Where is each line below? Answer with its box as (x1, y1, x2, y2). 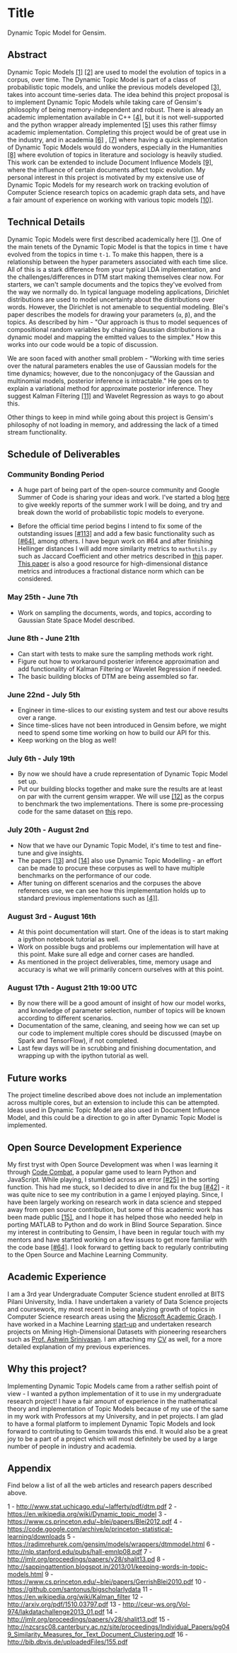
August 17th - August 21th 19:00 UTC (7, 983, 138, 993)
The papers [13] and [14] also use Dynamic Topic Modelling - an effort (17, 856, 223, 864)
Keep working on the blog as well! (17, 736, 117, 745)
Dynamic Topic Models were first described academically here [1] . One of (7, 235, 221, 244)
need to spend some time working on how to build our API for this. (17, 728, 211, 737)
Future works (7, 1072, 67, 1084)
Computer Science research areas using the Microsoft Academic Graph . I (7, 1312, 221, 1321)
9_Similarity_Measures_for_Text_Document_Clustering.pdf (7, 1630, 175, 1639)
